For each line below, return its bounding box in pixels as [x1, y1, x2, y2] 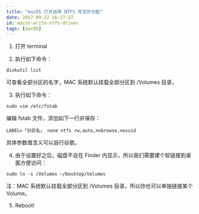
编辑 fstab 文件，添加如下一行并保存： [6, 114, 101, 122]
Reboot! [14, 202, 35, 209]
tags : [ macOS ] [6, 25, 42, 32]
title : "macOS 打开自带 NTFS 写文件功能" [6, 8, 103, 15]
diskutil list [6, 67, 42, 74]
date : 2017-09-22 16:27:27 [6, 14, 74, 20]
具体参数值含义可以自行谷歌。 [6, 139, 80, 146]
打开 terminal [14, 43, 48, 50]
